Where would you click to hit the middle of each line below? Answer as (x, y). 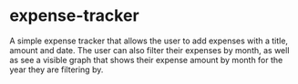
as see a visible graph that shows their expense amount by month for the (146, 60)
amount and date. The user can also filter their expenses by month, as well (149, 50)
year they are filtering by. (57, 70)
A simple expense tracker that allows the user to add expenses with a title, (149, 41)
